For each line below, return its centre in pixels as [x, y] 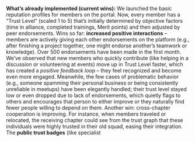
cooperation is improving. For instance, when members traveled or [86, 114]
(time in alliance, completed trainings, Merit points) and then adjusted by [93, 27]
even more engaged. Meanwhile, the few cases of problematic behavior [93, 77]
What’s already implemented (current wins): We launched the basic [89, 8]
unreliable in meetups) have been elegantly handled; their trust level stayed [96, 89]
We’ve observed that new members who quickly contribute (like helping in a [97, 58]
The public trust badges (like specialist [53, 133]
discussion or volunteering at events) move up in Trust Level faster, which [95, 64]
